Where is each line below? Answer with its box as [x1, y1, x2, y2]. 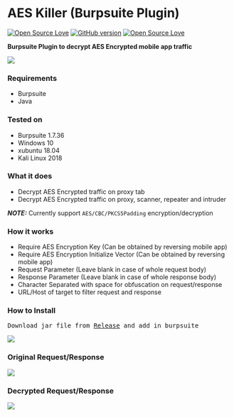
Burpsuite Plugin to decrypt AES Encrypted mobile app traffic [7, 42, 193, 50]
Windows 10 [17, 139, 54, 147]
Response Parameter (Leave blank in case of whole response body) [17, 273, 217, 281]
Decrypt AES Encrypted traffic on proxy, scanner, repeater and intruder [17, 195, 226, 203]
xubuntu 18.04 [17, 146, 60, 154]
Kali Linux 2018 [17, 153, 63, 162]
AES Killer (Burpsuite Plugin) [7, 5, 180, 21]
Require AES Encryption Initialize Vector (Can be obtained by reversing [17, 250, 225, 259]
